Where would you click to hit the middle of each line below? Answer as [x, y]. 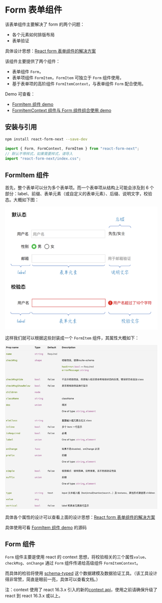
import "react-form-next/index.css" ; [43, 159]
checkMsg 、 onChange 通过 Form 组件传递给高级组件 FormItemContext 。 [73, 563]
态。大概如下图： [22, 200]
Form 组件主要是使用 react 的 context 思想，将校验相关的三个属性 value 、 [77, 557]
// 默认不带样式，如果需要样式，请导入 [39, 154]
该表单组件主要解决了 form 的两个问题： [45, 24]
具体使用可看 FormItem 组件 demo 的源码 [46, 528]
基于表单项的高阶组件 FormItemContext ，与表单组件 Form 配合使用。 [79, 83]
